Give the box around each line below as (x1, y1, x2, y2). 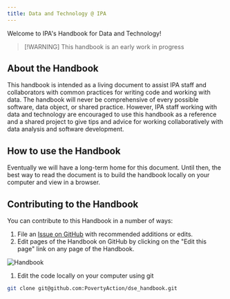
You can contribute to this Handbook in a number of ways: (7, 217, 173, 225)
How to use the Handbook (7, 145, 121, 156)
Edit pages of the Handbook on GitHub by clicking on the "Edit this (17, 237, 207, 246)
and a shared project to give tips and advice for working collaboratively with (7, 118, 223, 126)
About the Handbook (7, 63, 99, 75)
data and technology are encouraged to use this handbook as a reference (7, 110, 217, 118)
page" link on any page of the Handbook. (17, 245, 135, 253)
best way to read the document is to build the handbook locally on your (7, 171, 210, 179)
